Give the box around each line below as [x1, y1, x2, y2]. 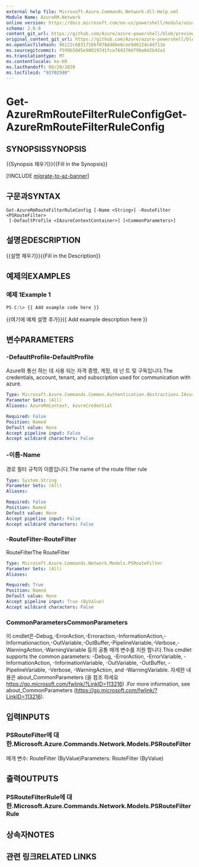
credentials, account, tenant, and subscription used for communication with [6, 374, 191, 381]
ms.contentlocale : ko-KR [6, 58, 68, 64]
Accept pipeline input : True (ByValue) [6, 599, 105, 605]
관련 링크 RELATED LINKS [6, 852, 97, 862]
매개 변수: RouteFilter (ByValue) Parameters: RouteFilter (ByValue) [6, 755, 164, 762]
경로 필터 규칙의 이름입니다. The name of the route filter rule [6, 465, 147, 473]
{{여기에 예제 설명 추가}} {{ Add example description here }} [6, 316, 148, 323]
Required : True [6, 582, 44, 588]
